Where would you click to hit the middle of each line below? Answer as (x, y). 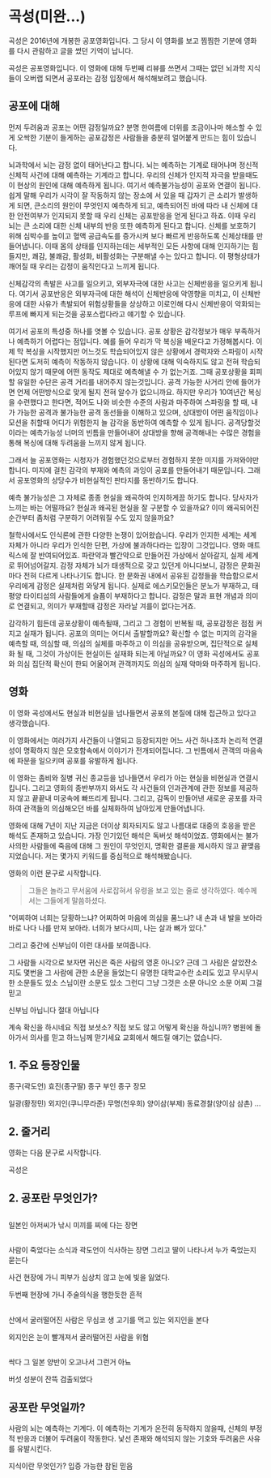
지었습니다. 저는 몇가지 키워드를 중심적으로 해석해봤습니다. (100, 856)
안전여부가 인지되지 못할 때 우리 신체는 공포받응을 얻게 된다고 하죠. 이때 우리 (136, 215)
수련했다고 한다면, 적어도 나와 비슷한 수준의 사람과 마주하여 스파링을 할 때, (133, 402)
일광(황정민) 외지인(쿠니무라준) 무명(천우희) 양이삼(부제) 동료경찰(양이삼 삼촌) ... (135, 1103)
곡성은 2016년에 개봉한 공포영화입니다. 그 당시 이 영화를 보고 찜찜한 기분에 (125, 41)
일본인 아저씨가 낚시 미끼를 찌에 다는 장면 (73, 1225)
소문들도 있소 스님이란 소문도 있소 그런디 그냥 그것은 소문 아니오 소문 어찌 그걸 (140, 982)
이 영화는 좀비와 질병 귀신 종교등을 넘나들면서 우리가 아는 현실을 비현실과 (123, 778)
